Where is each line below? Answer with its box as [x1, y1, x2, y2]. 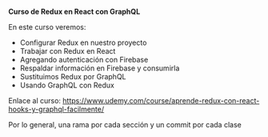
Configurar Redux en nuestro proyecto [19, 38, 147, 47]
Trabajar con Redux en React [19, 46, 116, 55]
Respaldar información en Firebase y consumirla [19, 63, 180, 73]
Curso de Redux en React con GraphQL [8, 7, 141, 16]
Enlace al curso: [8, 96, 62, 105]
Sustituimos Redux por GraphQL [19, 72, 126, 81]
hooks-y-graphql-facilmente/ [8, 104, 105, 114]
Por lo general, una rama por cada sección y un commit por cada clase [8, 120, 242, 129]
